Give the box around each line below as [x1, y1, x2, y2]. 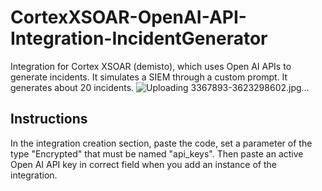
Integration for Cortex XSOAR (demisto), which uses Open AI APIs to [10, 60, 292, 72]
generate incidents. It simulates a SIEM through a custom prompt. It [10, 71, 288, 83]
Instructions [10, 111, 88, 128]
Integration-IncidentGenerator [10, 27, 268, 50]
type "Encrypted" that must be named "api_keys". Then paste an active [10, 147, 304, 160]
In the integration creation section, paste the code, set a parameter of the [10, 137, 313, 149]
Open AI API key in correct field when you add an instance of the [10, 158, 277, 170]
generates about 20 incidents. [10, 81, 135, 93]
